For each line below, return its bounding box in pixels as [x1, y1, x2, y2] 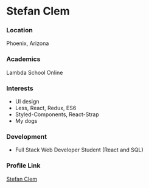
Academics [6, 55, 41, 63]
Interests [6, 84, 33, 92]
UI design [15, 98, 40, 105]
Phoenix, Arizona [6, 40, 49, 47]
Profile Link [6, 161, 41, 170]
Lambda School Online [6, 69, 63, 76]
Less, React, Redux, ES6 [15, 105, 77, 112]
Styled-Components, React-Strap [15, 111, 99, 118]
